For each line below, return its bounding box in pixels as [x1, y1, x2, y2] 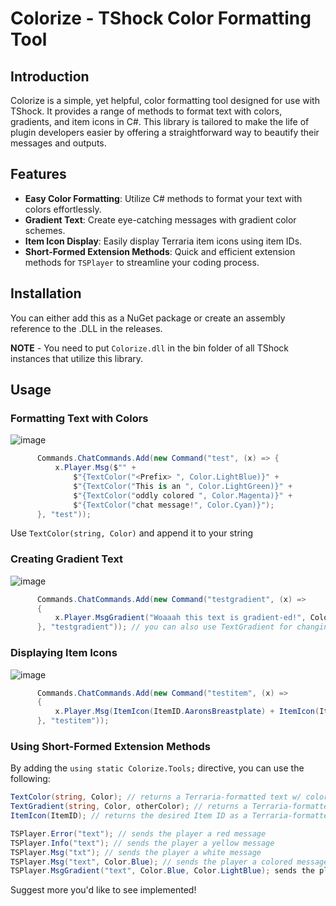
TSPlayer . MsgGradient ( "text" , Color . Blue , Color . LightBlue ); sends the [10, 866, 315, 876]
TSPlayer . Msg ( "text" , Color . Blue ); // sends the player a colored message [10, 857, 329, 867]
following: [10, 773, 51, 785]
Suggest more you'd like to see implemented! [10, 884, 197, 896]
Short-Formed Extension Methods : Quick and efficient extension [24, 245, 296, 257]
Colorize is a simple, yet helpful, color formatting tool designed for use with [10, 95, 320, 106]
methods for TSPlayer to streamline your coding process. [24, 256, 260, 268]
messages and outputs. [10, 137, 107, 149]
